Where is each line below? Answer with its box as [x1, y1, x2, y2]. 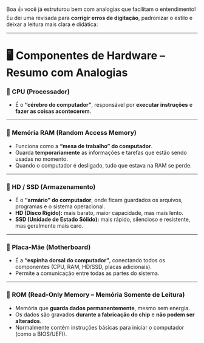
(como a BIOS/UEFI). [15, 330, 67, 338]
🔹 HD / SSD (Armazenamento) [6, 182, 96, 191]
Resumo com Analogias [6, 66, 128, 80]
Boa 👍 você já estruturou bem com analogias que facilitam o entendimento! [6, 5, 196, 13]
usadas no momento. [15, 155, 68, 163]
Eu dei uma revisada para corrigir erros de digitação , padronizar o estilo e [6, 15, 193, 21]
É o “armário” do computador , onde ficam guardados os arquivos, [15, 197, 183, 204]
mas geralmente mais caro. [15, 222, 84, 229]
